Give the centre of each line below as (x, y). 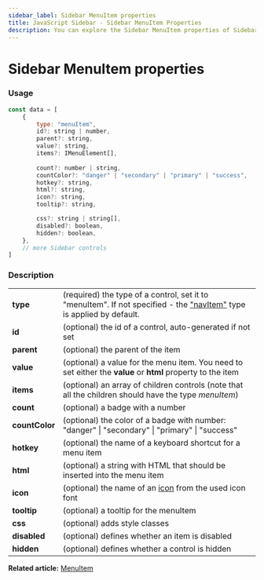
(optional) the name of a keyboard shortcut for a (152, 443)
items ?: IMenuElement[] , (77, 154)
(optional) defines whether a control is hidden (147, 549)
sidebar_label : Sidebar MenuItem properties (82, 15)
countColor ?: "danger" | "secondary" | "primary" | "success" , (142, 175)
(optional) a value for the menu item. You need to (153, 362)
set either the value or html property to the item (151, 372)
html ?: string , (61, 190)
